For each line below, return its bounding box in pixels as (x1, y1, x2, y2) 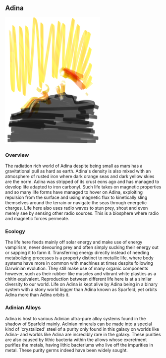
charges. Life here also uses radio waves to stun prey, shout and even (5, 205, 148, 211)
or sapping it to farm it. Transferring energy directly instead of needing (5, 250, 150, 256)
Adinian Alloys (5, 304, 41, 311)
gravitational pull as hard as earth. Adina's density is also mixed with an (5, 168, 151, 174)
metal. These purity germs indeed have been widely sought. (5, 347, 128, 353)
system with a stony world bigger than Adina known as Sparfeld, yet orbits (5, 287, 157, 293)
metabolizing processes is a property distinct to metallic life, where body (5, 255, 154, 261)
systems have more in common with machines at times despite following (5, 260, 154, 266)
